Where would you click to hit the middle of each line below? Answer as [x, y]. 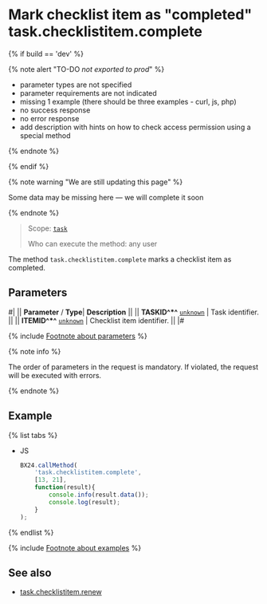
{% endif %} [29, 166]
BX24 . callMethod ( [49, 465]
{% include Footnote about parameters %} [78, 336]
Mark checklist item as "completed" [130, 15]
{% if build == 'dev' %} [46, 53]
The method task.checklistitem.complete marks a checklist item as [120, 259]
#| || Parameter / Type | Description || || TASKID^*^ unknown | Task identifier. [133, 312]
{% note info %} [35, 351]
